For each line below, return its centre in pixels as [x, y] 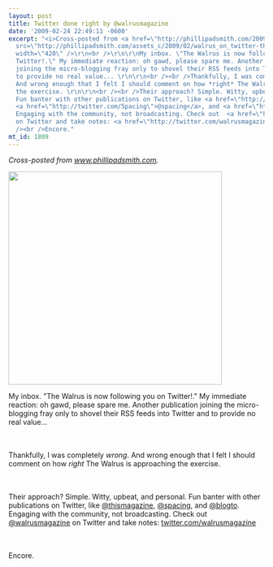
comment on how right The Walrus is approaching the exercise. [115, 463]
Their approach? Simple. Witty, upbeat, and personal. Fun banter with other [134, 496]
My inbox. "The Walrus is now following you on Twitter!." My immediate [128, 396]
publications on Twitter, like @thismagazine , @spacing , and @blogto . [124, 505]
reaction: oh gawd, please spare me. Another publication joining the [122, 405]
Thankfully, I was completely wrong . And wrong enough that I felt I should [132, 455]
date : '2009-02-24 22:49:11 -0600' [69, 31]
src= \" [27, 46]
